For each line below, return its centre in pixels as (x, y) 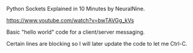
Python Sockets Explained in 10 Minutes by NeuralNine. (75, 9)
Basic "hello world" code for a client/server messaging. (75, 32)
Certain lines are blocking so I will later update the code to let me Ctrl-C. (97, 44)
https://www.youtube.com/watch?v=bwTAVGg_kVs (70, 20)
